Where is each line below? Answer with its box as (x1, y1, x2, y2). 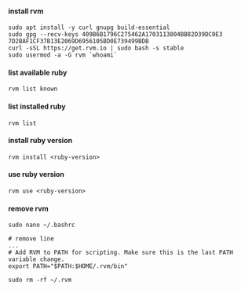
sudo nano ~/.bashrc (8, 221, 76, 229)
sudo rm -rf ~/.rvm (8, 276, 72, 284)
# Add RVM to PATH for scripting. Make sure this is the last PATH (8, 248, 234, 257)
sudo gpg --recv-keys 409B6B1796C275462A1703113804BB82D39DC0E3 (8, 31, 223, 39)
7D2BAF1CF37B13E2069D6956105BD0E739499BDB (8, 38, 149, 46)
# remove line (8, 235, 55, 243)
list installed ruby (8, 102, 67, 111)
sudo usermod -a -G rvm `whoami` (8, 51, 118, 59)
